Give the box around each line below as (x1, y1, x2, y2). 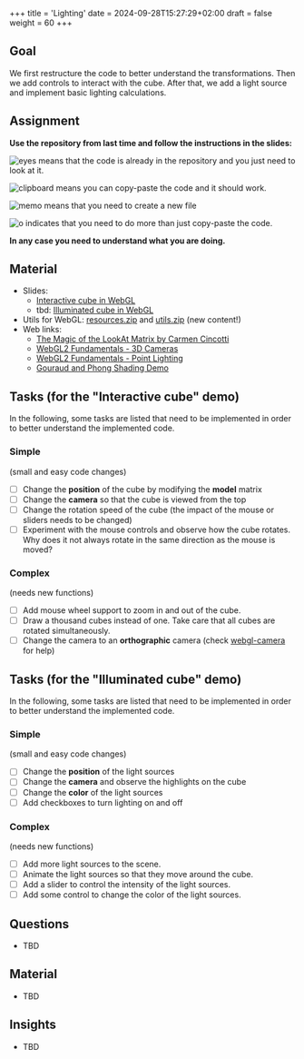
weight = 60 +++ (9, 17, 73, 28)
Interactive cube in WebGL (35, 295, 136, 306)
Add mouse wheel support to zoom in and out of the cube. (22, 605, 241, 616)
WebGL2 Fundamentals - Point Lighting (35, 353, 183, 364)
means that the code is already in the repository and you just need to (37, 154, 296, 166)
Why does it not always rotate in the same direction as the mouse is (22, 534, 276, 545)
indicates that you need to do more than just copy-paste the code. (25, 217, 273, 228)
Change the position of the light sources (22, 767, 175, 777)
